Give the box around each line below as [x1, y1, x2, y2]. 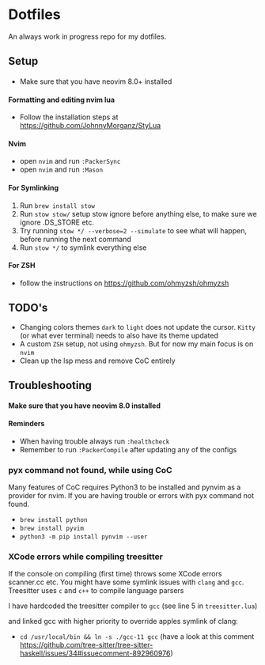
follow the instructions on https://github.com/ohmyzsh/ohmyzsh [19, 278, 229, 288]
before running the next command [19, 234, 132, 244]
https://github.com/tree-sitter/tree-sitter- [19, 640, 153, 650]
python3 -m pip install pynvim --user [19, 533, 148, 541]
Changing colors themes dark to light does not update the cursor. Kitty [19, 322, 256, 331]
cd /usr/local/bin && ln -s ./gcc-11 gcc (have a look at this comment [19, 632, 255, 641]
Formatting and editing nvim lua [8, 95, 115, 104]
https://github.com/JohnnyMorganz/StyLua [19, 121, 161, 130]
